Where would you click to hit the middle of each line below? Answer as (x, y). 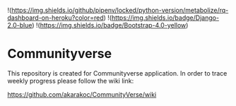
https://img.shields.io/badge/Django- (165, 18)
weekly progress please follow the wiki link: (71, 81)
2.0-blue (20, 25)
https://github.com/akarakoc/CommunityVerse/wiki (82, 94)
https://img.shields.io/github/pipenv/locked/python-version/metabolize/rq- (120, 10)
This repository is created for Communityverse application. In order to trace (117, 73)
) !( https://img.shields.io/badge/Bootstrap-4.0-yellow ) (110, 25)
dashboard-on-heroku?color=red (55, 18)
